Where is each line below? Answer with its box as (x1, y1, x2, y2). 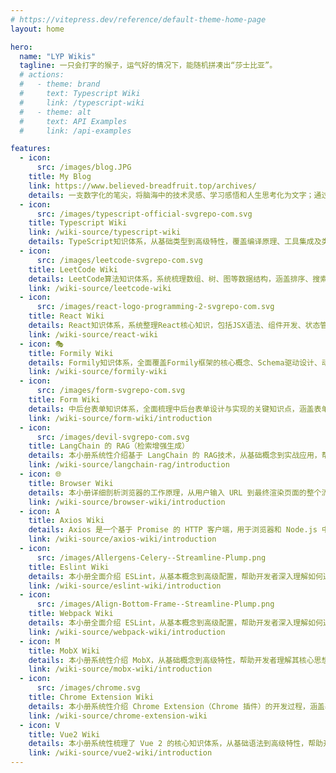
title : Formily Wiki (28, 348, 114, 358)
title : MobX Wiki (28, 646, 101, 656)
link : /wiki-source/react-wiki (28, 329, 159, 340)
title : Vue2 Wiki (28, 729, 101, 740)
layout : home (10, 24, 65, 34)
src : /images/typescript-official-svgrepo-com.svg (36, 209, 253, 219)
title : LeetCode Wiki (28, 264, 118, 275)
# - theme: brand (19, 79, 101, 90)
